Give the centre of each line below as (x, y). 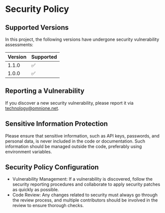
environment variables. (29, 151)
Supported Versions (37, 28)
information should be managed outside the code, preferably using (74, 146)
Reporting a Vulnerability (45, 91)
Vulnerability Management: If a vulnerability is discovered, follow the (82, 179)
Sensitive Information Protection (57, 124)
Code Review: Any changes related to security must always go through (85, 195)
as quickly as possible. (36, 190)
